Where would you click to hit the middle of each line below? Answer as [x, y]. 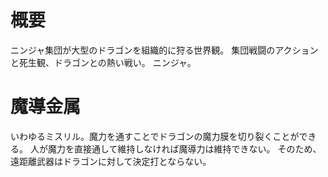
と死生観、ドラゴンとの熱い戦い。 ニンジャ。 [103, 62]
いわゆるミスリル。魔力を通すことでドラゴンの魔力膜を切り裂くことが [155, 136]
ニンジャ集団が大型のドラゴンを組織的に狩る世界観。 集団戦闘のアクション [164, 50]
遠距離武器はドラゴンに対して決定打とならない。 [111, 161]
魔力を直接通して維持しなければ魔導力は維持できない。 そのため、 [184, 148]
